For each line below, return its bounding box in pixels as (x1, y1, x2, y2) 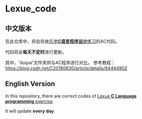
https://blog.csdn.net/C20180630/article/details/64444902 (5, 65, 127, 71)
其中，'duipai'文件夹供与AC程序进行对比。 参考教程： (5, 59, 115, 65)
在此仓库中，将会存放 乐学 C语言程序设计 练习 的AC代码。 (5, 38, 120, 44)
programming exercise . (5, 98, 54, 104)
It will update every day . (5, 108, 55, 114)
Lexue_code (5, 3, 56, 14)
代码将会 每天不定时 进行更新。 (5, 49, 66, 55)
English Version (5, 79, 55, 88)
